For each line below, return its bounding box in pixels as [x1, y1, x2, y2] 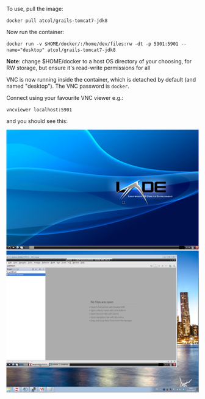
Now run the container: [6, 29, 65, 35]
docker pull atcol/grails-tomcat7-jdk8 [6, 18, 108, 24]
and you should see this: [6, 118, 68, 124]
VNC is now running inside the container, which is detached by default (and [6, 76, 196, 83]
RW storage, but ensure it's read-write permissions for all [6, 64, 151, 71]
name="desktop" [6, 47, 45, 53]
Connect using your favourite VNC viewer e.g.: [6, 94, 124, 101]
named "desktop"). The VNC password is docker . [6, 82, 129, 90]
